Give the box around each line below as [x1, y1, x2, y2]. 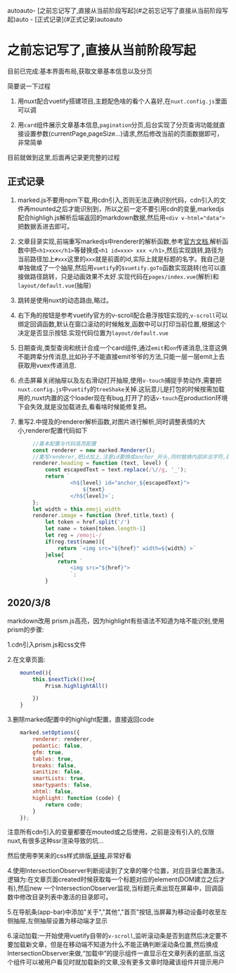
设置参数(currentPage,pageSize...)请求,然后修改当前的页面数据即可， [23, 129, 223, 138]
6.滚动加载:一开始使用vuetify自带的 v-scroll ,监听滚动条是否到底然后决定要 [7, 931, 221, 940]
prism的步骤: [7, 625, 44, 634]
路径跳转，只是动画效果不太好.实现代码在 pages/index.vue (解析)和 [29, 272, 219, 281]
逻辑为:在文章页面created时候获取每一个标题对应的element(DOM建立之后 [7, 875, 219, 884]
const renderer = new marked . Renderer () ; [32, 447, 156, 454]
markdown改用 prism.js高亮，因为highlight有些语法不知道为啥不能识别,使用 [7, 616, 225, 625]
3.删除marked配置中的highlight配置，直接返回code [7, 716, 155, 724]
